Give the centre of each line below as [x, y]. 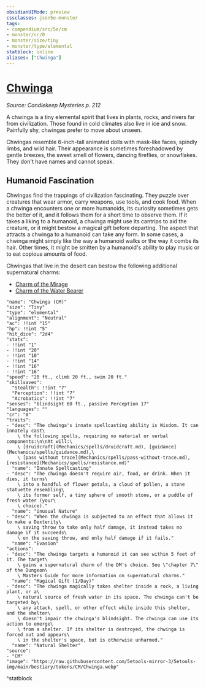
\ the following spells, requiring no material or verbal [93, 436]
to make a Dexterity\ [34, 522]
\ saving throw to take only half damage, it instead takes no [100, 528]
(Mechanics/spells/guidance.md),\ [51, 452]
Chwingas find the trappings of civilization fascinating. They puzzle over [97, 195]
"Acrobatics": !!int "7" [44, 399]
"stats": [17, 340]
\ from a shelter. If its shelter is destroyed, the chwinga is [101, 629]
